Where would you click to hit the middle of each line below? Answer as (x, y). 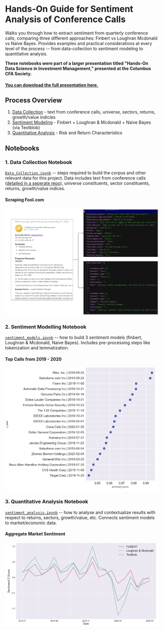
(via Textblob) (26, 128)
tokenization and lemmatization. (37, 348)
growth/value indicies (34, 117)
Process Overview (34, 100)
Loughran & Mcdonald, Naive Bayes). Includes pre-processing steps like (78, 343)
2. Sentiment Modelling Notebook (46, 327)
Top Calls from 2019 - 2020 (33, 359)
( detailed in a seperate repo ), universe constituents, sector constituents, (78, 183)
